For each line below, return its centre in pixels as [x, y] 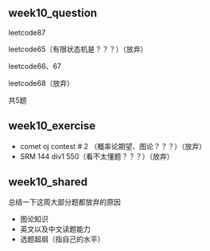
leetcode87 [27, 32]
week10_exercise [52, 126]
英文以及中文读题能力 [55, 229]
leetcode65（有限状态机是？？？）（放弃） [78, 49]
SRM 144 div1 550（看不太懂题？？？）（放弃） [97, 156]
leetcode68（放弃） [41, 83]
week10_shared [48, 182]
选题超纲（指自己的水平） [62, 239]
